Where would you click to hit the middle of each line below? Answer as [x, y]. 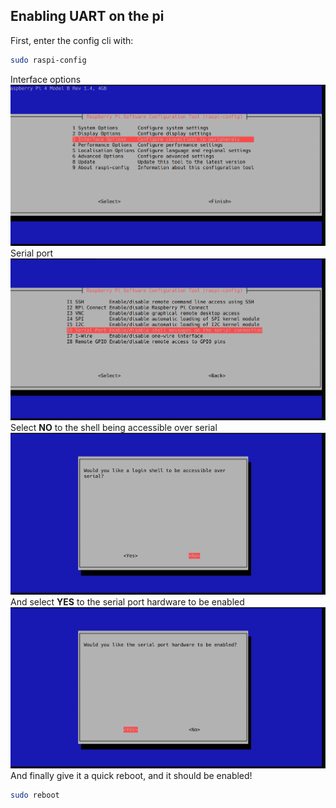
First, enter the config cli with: [72, 40]
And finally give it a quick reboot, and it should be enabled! [131, 776]
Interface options [46, 79]
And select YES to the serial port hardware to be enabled [127, 601]
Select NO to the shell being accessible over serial [114, 427]
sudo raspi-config [48, 60]
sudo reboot [35, 795]
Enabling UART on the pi [87, 16]
